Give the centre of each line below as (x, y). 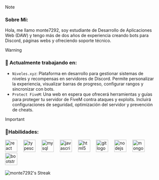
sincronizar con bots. (33, 89)
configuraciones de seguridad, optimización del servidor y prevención (82, 104)
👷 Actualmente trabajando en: (41, 63)
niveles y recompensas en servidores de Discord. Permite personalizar (83, 79)
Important (15, 119)
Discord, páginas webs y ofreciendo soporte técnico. (58, 40)
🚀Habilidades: (22, 132)
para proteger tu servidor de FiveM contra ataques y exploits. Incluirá (82, 99)
